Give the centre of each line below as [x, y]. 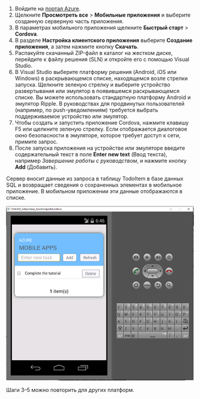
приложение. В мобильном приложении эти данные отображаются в [94, 191]
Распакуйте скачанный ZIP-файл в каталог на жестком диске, [94, 53]
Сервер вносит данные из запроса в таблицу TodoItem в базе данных [95, 179]
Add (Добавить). [36, 167]
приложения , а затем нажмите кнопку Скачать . [76, 47]
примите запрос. [36, 142]
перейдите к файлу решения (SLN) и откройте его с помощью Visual [102, 59]
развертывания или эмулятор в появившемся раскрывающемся [97, 91]
